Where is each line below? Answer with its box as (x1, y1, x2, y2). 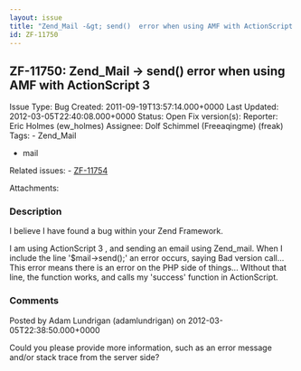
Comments (9, 294, 59, 307)
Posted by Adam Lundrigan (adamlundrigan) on (9, 315, 187, 326)
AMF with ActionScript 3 (9, 78, 151, 93)
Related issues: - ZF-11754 (9, 165, 108, 176)
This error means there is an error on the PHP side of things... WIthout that (9, 263, 287, 274)
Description (9, 205, 62, 218)
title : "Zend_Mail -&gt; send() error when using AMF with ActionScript (9, 22, 294, 31)
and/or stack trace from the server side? (9, 351, 160, 362)
